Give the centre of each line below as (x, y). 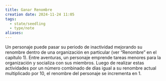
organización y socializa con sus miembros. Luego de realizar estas (75, 63)
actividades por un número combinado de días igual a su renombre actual (81, 68)
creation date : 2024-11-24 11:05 (40, 14)
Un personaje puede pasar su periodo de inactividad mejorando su (74, 47)
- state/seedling (28, 24)
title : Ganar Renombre (29, 10)
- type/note (22, 28)
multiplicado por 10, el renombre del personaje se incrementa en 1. (74, 73)
